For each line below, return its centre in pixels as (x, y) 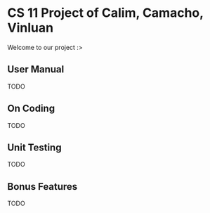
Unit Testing (34, 147)
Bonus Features (42, 187)
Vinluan (31, 28)
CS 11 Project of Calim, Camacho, (105, 13)
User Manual (36, 69)
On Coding (31, 109)
